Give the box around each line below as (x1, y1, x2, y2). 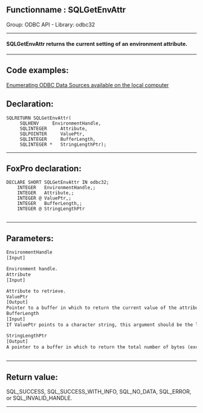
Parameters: (6, 233, 54, 244)
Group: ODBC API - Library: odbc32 (6, 21, 95, 28)
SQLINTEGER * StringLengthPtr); (19, 141, 107, 148)
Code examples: (6, 65, 69, 76)
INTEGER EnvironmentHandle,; (17, 184, 96, 191)
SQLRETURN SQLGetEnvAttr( (6, 115, 71, 121)
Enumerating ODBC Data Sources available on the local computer (6, 81, 169, 88)
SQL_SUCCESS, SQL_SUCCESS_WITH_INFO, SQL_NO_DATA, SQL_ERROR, (6, 388, 192, 395)
